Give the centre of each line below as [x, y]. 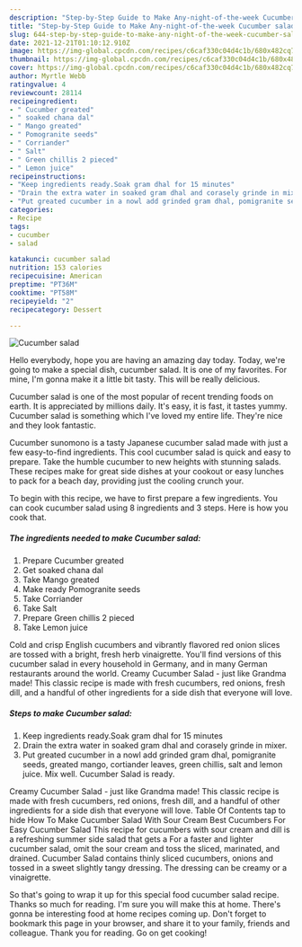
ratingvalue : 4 [38, 84]
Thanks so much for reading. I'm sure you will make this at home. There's [145, 905]
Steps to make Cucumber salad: [71, 713]
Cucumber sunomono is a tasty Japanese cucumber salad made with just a [149, 443]
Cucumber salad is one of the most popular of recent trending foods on [142, 397]
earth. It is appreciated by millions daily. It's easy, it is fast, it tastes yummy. [148, 406]
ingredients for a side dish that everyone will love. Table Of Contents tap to [147, 810]
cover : [22, 68]
